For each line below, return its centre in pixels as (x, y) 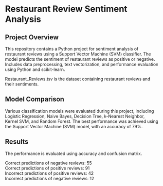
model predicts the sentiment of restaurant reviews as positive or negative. (80, 59)
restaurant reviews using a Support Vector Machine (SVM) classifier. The (78, 54)
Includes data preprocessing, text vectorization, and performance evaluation (82, 64)
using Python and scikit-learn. (35, 69)
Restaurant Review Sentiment (66, 9)
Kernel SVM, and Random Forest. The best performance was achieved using (82, 121)
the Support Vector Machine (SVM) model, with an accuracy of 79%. (74, 126)
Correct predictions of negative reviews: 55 (49, 163)
